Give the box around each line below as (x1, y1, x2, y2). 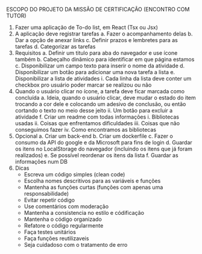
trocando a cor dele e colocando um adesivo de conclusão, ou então (14, 101, 186, 108)
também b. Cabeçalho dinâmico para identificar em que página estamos (14, 56, 195, 63)
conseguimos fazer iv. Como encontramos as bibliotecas (14, 126, 157, 133)
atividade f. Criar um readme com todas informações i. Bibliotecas (14, 113, 180, 120)
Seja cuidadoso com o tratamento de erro (24, 241, 128, 248)
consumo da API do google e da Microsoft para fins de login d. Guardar (14, 139, 193, 146)
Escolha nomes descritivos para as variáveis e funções (24, 178, 161, 184)
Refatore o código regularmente (24, 222, 104, 229)
